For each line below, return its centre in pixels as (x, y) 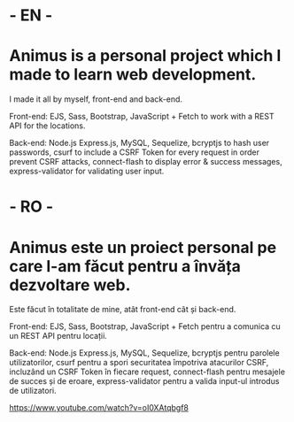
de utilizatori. (33, 391)
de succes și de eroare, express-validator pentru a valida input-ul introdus (144, 381)
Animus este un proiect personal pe (143, 247)
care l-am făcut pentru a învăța (125, 266)
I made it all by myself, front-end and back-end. (96, 99)
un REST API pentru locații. (58, 336)
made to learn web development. (133, 75)
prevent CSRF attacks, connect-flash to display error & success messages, (146, 162)
